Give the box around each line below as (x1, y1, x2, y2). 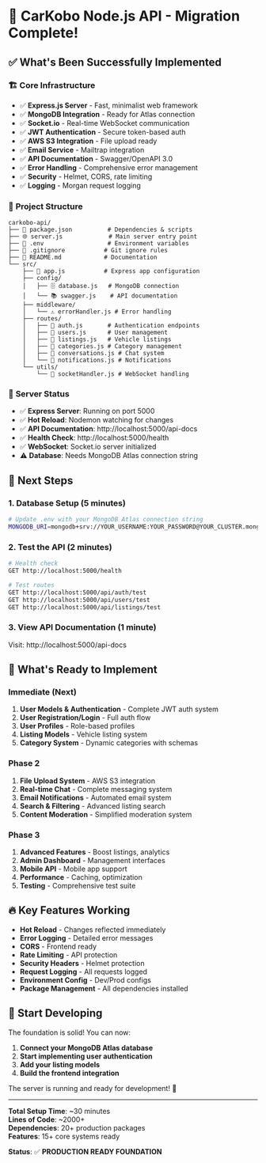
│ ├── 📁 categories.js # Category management (22, 343, 182, 350)
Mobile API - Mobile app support (19, 864, 127, 873)
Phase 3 (8, 829, 40, 840)
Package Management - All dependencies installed (19, 983, 188, 993)
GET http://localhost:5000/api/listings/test (8, 603, 161, 612)
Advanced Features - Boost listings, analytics (19, 847, 170, 857)
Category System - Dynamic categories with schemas (19, 738, 199, 748)
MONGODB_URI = (8, 523, 51, 531)
